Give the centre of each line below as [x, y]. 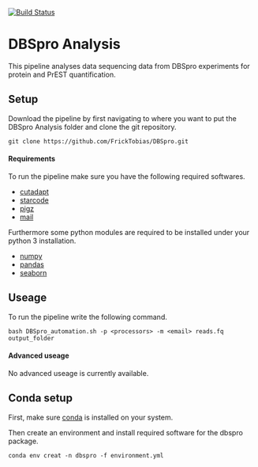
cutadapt [34, 192]
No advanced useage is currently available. [79, 373]
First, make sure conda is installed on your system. [91, 417]
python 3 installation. [42, 241]
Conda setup [41, 399]
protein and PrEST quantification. [62, 74]
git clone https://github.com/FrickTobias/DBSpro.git [99, 141]
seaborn [33, 272]
